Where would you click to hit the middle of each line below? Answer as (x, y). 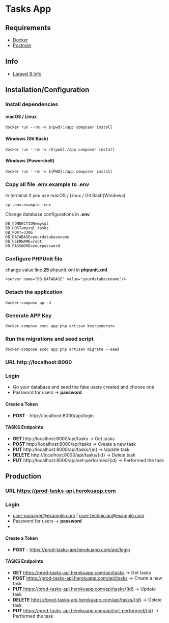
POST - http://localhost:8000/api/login (53, 415)
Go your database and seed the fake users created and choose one (83, 387)
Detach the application (34, 292)
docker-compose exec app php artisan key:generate (60, 326)
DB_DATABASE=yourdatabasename (37, 237)
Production (23, 476)
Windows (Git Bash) (27, 138)
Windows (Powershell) (30, 161)
